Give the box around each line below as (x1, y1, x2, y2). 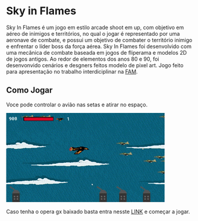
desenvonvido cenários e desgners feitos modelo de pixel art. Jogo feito (6, 61, 184, 69)
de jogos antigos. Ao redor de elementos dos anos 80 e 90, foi (6, 55, 159, 62)
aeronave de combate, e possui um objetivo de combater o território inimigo (6, 36, 193, 43)
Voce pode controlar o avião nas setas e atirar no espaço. (6, 101, 147, 108)
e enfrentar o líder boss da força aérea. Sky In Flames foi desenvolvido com (6, 43, 192, 50)
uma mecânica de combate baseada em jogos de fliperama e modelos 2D (6, 49, 187, 56)
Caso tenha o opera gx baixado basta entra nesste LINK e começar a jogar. (6, 208, 190, 215)
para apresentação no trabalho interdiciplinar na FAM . (6, 68, 138, 75)
